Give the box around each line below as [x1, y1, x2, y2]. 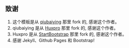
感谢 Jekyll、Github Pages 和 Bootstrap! [12, 37, 95, 43]
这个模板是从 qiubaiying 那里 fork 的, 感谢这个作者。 [12, 19, 120, 25]
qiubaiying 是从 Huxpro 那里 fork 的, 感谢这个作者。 [12, 25, 119, 31]
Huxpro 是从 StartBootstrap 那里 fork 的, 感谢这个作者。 [12, 31, 127, 37]
